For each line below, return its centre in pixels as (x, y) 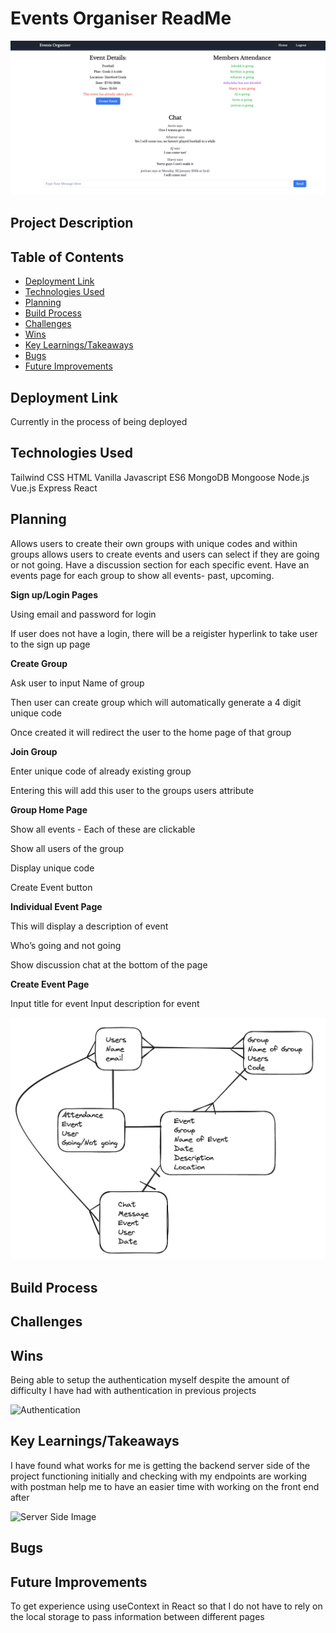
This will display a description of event (89, 926)
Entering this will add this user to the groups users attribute (132, 790)
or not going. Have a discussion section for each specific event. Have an (160, 564)
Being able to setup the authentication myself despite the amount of (150, 1379)
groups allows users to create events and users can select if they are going (165, 554)
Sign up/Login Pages (54, 594)
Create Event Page (50, 984)
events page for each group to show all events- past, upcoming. (142, 575)
